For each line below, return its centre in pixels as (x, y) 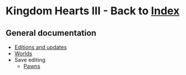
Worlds (23, 54)
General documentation (51, 33)
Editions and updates (41, 47)
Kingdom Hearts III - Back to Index (93, 11)
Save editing (30, 60)
